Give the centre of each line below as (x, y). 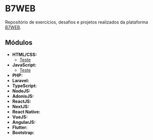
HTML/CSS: (24, 54)
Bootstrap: (23, 132)
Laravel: (21, 80)
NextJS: (21, 106)
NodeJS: (21, 91)
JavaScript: (24, 65)
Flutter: (20, 127)
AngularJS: (24, 122)
